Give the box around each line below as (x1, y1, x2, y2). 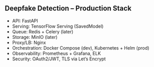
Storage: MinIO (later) (12, 34, 58, 40)
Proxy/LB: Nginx (12, 39, 46, 46)
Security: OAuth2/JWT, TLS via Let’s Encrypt (12, 56, 106, 62)
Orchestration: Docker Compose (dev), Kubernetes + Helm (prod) (12, 44, 149, 51)
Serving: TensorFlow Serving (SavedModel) (12, 23, 104, 29)
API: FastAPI (12, 17, 39, 24)
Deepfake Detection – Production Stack (5, 4, 132, 13)
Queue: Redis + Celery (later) (12, 28, 74, 35)
